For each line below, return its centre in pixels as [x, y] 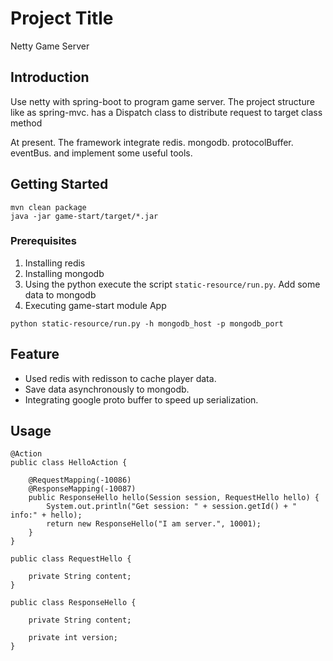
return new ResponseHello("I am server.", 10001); [154, 524]
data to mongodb [60, 294]
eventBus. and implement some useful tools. [101, 153]
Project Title [62, 18]
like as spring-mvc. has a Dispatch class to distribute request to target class [166, 112]
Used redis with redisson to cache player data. [120, 378]
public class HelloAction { [69, 463]
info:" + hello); [46, 515]
